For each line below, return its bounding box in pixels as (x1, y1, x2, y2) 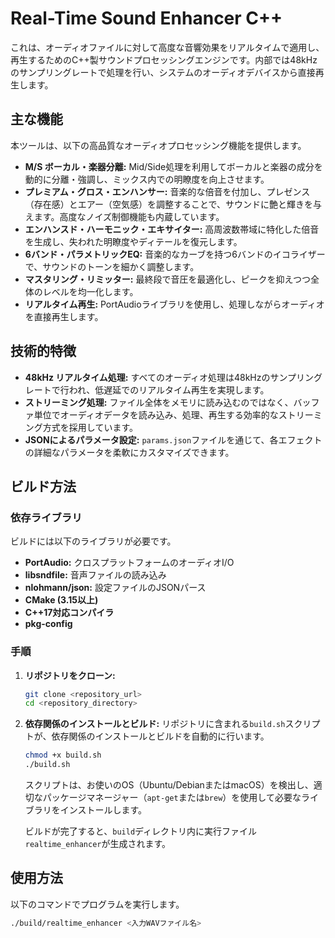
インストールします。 (59, 804, 148, 816)
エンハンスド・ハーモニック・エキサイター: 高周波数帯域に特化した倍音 (24, 223, 320, 235)
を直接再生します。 (24, 310, 104, 322)
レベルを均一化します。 (42, 285, 139, 297)
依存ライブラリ (10, 510, 83, 524)
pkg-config (24, 618, 73, 630)
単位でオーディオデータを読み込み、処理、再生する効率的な (33, 408, 279, 421)
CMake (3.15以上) (24, 594, 99, 606)
